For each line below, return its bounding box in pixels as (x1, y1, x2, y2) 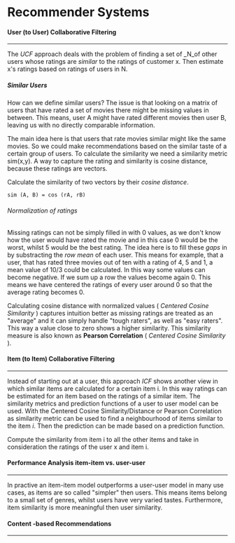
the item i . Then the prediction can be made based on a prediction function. (7, 422, 225, 430)
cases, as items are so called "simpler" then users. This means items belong (7, 488, 227, 497)
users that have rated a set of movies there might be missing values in (7, 106, 210, 114)
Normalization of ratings (7, 206, 78, 215)
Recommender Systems (7, 4, 150, 20)
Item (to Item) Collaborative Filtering (7, 355, 115, 363)
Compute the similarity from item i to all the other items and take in (7, 435, 199, 443)
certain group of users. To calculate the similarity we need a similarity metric (7, 149, 228, 158)
